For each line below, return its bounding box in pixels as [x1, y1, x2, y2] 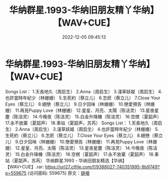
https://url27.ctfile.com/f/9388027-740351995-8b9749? [44, 163, 160, 169]
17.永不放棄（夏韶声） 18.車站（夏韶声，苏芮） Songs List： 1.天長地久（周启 [5, 120, 162, 126]
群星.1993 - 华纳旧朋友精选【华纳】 [54, 157, 127, 163]
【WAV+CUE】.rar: [5, 163, 44, 169]
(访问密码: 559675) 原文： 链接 [27, 170, 90, 176]
